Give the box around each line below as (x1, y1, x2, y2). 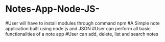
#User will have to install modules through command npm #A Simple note (5, 20, 160, 26)
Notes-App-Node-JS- (5, 3, 100, 15)
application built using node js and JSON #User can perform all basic (5, 25, 151, 31)
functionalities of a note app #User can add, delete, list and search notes (5, 31, 158, 37)
